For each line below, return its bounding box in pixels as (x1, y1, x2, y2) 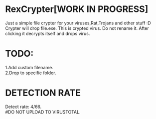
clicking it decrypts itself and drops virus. (5, 30, 90, 36)
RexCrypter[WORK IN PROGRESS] (5, 3, 149, 15)
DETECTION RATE (5, 87, 81, 99)
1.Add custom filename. (5, 64, 53, 70)
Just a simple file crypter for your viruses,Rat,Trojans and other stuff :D (5, 20, 151, 26)
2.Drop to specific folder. (5, 70, 56, 76)
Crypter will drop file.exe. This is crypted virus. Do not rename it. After (5, 25, 149, 31)
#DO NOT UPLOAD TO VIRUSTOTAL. (5, 109, 81, 115)
